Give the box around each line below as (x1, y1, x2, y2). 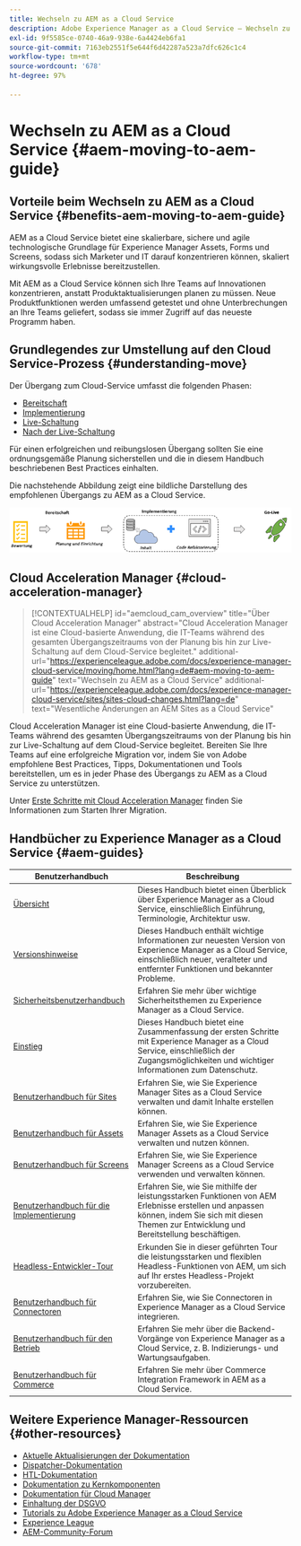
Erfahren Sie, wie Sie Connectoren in (137, 1292, 273, 1303)
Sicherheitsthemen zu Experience (137, 995, 262, 1006)
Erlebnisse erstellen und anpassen (137, 1201, 264, 1211)
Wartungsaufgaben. (137, 1352, 211, 1363)
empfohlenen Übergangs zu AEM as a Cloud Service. (9, 489, 206, 500)
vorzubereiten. (137, 1280, 192, 1290)
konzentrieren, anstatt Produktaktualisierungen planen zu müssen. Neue (9, 287, 276, 298)
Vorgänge (137, 1333, 174, 1344)
